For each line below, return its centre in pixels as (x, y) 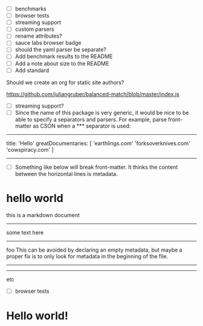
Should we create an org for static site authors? (65, 82)
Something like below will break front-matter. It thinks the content (96, 167)
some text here (25, 232)
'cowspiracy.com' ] (30, 149)
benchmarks (31, 9)
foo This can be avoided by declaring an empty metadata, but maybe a (94, 250)
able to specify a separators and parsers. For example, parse (91, 119)
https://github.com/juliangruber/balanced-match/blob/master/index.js (93, 94)
